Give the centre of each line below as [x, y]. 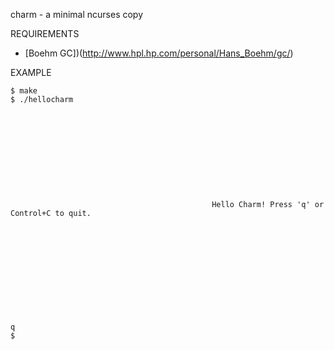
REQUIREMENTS [45, 33]
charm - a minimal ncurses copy [77, 14]
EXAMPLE [31, 72]
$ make [24, 91]
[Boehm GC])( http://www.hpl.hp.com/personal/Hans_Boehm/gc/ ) [159, 53]
